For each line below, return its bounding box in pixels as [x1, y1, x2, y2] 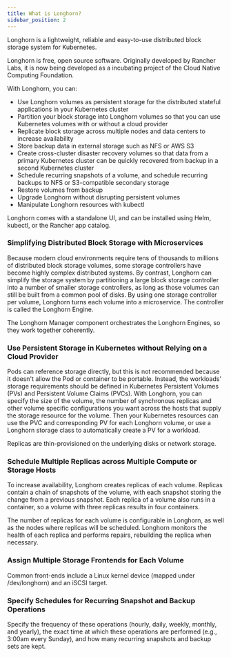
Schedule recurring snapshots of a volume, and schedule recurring [17, 170, 208, 179]
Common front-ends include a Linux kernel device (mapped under [7, 571, 195, 580]
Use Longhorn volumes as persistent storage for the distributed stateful [17, 97, 221, 106]
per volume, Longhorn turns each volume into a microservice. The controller [7, 297, 224, 306]
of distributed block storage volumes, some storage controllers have [7, 261, 201, 269]
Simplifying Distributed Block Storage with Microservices [7, 238, 203, 248]
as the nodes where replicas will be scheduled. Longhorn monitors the [7, 524, 208, 532]
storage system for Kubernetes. [7, 43, 97, 51]
